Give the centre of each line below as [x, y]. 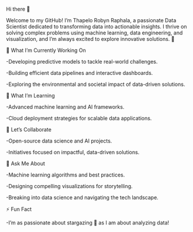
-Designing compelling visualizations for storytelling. [69, 186]
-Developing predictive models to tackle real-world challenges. [82, 62]
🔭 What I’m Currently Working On [46, 50]
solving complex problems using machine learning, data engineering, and [94, 33]
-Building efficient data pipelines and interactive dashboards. [80, 73]
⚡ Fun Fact [19, 209]
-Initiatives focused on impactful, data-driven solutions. [73, 152]
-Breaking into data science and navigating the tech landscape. [82, 198]
